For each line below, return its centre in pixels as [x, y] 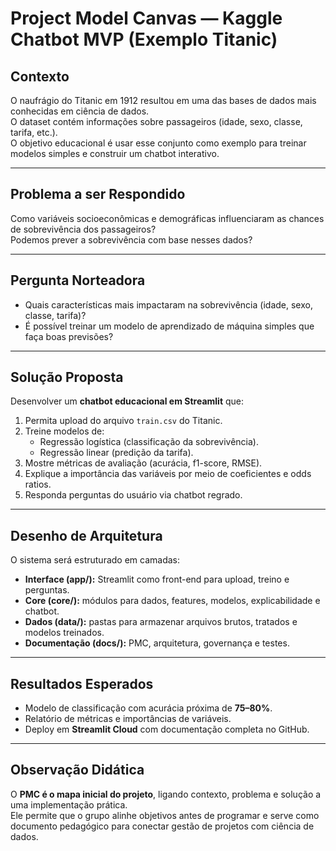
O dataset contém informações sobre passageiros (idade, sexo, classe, [156, 121]
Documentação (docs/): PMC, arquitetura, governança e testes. [157, 643]
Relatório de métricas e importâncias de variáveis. [128, 719]
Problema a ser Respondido [98, 194]
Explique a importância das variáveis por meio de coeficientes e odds [168, 474]
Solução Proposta [67, 377]
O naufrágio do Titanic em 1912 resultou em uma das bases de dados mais [163, 100]
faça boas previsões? [69, 336]
